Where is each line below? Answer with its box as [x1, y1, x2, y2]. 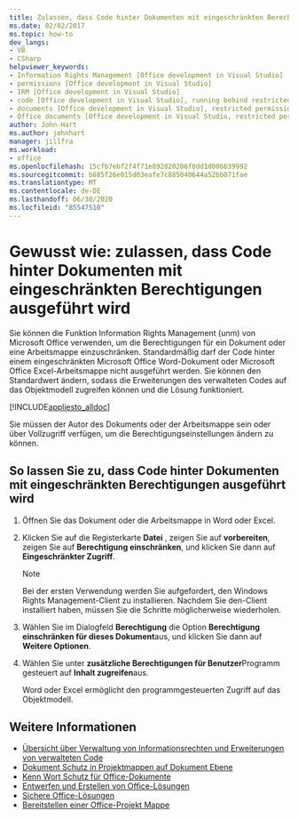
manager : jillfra [9, 137, 74, 146]
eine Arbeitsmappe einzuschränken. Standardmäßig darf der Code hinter [9, 346, 276, 357]
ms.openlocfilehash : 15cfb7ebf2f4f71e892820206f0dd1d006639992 [9, 162, 248, 171]
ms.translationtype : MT [9, 179, 98, 188]
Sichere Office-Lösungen [21, 791, 115, 801]
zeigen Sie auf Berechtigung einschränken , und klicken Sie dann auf [21, 542, 277, 552]
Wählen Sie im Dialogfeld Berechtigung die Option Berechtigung [21, 622, 260, 632]
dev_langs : [9, 37, 50, 47]
